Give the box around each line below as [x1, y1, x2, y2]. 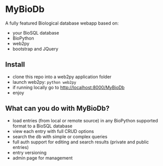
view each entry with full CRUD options [12, 128, 94, 134]
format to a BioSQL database [12, 123, 73, 129]
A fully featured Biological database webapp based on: [5, 20, 119, 26]
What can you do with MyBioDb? [5, 104, 110, 113]
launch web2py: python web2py [12, 79, 76, 85]
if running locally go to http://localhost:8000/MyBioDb [12, 84, 125, 90]
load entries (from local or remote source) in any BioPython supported [12, 117, 158, 123]
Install [5, 60, 25, 69]
